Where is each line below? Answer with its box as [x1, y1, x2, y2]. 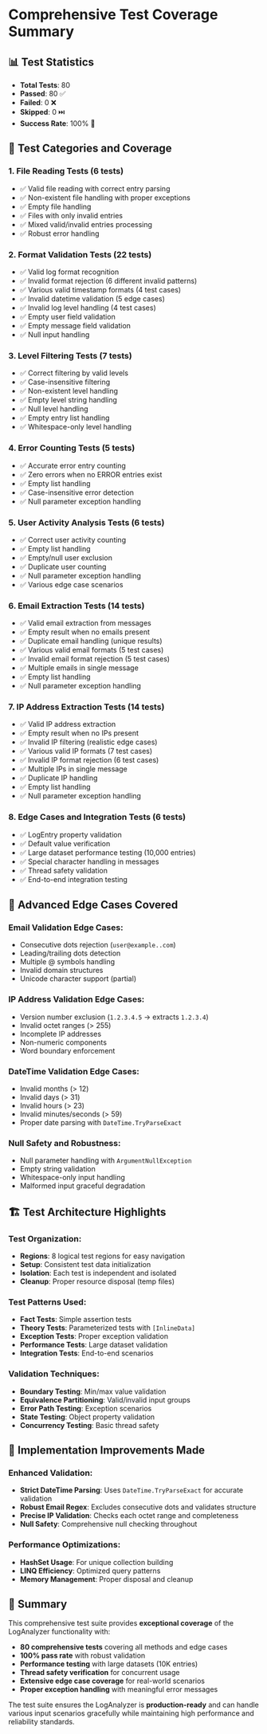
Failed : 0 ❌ [19, 98, 57, 107]
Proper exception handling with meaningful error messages [19, 1685, 218, 1694]
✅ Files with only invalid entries [19, 210, 124, 220]
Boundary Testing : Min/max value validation [19, 1387, 167, 1396]
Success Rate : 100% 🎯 [19, 119, 96, 128]
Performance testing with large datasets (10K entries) [19, 1659, 198, 1669]
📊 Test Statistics [8, 55, 94, 69]
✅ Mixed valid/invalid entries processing [19, 219, 153, 229]
